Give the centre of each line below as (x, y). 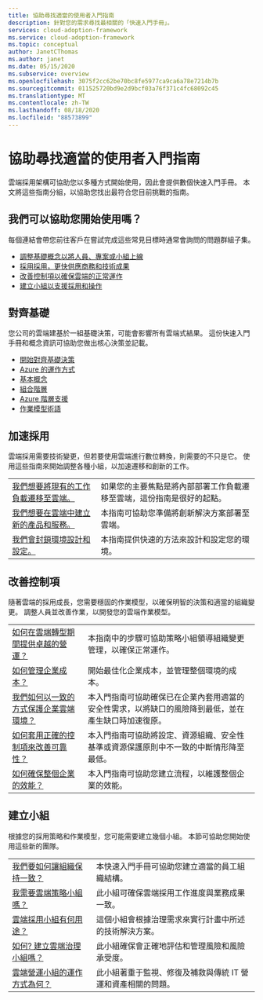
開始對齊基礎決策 (47, 360)
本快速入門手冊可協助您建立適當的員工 (167, 866)
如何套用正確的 (40, 735)
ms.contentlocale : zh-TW (49, 103)
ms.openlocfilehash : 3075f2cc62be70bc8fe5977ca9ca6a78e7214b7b (113, 81)
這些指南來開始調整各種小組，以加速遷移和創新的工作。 (104, 466)
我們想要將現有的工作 (52, 486)
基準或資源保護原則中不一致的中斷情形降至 (166, 747)
